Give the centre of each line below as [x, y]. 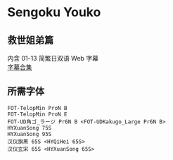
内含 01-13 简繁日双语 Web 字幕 [53, 58]
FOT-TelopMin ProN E [38, 114]
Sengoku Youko [54, 12]
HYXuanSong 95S [30, 134]
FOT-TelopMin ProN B [38, 108]
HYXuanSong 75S [30, 128]
